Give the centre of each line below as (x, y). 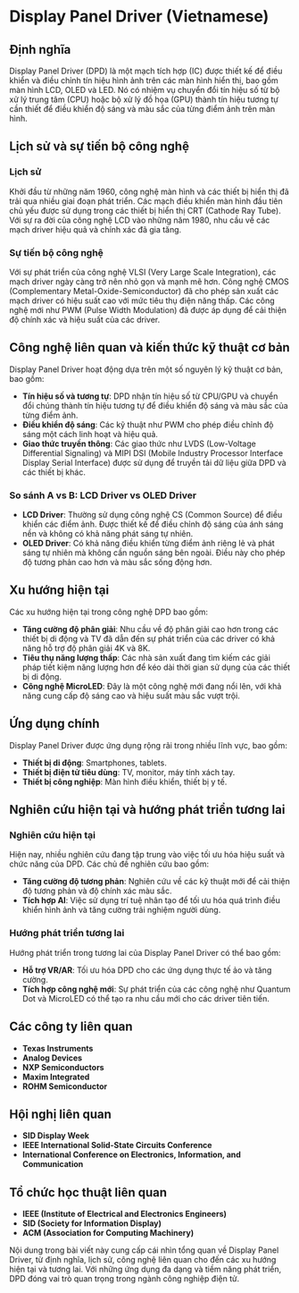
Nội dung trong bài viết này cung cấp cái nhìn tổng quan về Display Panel (144, 1250)
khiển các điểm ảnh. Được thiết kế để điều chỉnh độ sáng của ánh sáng (153, 524)
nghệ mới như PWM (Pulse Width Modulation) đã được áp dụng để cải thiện (148, 309)
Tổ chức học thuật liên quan (88, 1192)
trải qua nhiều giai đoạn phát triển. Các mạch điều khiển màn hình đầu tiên (146, 201)
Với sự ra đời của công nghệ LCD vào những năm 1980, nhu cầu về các (140, 220)
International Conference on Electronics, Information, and (131, 1154)
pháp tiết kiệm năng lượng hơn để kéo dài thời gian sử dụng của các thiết (156, 667)
